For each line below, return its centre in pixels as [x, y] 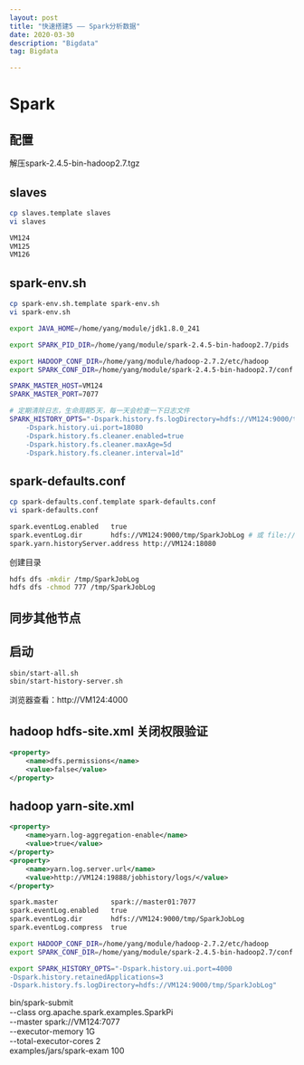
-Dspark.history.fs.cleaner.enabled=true [104, 436]
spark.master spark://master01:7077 [103, 902]
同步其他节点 [45, 618]
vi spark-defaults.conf [54, 511]
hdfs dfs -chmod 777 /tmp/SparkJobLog [82, 588]
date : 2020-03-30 [42, 34]
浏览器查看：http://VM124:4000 [69, 700]
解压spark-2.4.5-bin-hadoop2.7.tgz [75, 163]
